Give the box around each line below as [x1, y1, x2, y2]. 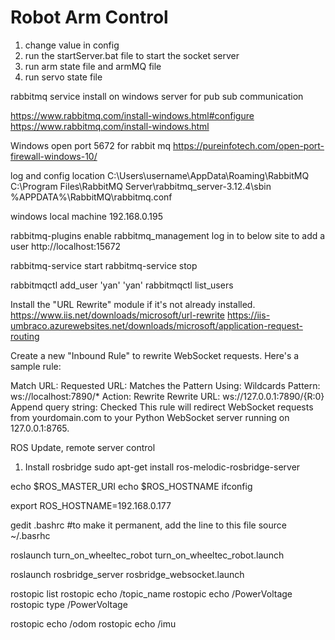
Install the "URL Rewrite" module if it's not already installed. [10, 298, 256, 310]
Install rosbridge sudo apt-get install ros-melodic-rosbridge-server [24, 461, 301, 473]
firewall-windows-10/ [10, 150, 98, 162]
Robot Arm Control [10, 6, 169, 29]
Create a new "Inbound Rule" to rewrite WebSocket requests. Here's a [10, 349, 300, 361]
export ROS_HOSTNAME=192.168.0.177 [10, 499, 172, 511]
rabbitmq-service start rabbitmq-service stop [10, 259, 198, 271]
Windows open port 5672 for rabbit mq [10, 139, 172, 151]
